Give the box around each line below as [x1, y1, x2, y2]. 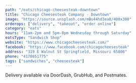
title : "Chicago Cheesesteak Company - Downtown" [5, 12, 112, 17]
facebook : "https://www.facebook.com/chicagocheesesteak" [5, 44, 129, 49]
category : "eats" [5, 26, 42, 31]
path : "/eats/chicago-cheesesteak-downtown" [5, 7, 100, 12]
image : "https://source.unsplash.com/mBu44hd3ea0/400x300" [5, 16, 132, 21]
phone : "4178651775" [5, 53, 49, 59]
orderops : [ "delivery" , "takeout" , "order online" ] [5, 21, 116, 26]
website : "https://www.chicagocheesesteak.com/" [5, 40, 109, 45]
